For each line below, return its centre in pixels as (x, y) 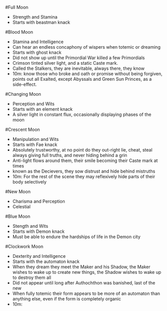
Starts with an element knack (42, 109)
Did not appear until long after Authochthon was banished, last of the (84, 283)
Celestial (22, 207)
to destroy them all (32, 277)
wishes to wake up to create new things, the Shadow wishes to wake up (87, 272)
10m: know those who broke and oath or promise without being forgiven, (87, 74)
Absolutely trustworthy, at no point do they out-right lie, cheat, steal (82, 150)
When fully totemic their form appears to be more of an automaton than (86, 293)
